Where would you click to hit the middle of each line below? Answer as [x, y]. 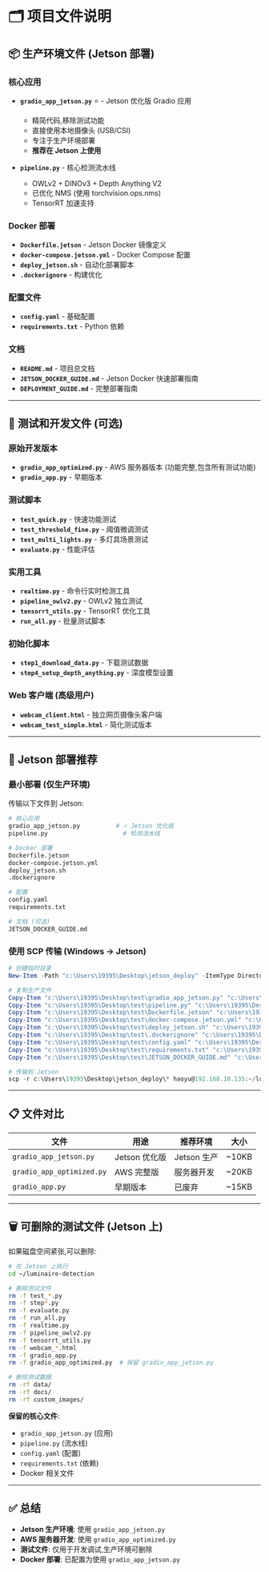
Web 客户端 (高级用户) [51, 696]
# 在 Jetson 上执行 [38, 1266]
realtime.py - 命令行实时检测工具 [75, 591]
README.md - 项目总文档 [57, 368]
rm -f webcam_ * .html [43, 1348]
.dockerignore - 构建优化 [61, 275]
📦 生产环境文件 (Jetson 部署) [81, 53]
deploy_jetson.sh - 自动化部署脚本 [77, 265]
